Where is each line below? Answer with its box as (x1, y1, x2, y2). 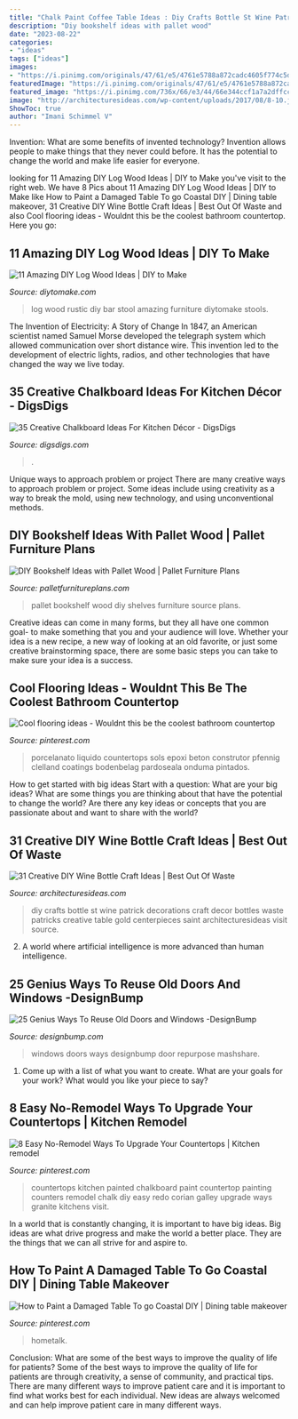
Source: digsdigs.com (9, 439, 90, 450)
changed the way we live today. (9, 358, 125, 369)
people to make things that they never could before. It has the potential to (9, 146, 278, 156)
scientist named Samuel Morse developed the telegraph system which (9, 330, 266, 341)
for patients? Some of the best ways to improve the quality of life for (9, 1361, 259, 1372)
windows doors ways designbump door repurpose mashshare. (30, 1048, 260, 1059)
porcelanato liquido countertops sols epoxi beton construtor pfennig (30, 752, 281, 763)
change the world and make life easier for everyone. (9, 156, 200, 166)
